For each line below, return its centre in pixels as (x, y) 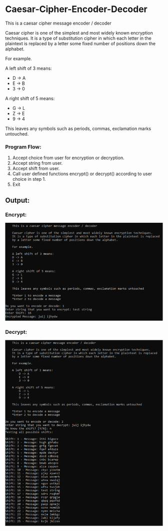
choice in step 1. (29, 179)
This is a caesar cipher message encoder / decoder (58, 23)
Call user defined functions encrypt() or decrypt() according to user (82, 174)
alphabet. (15, 49)
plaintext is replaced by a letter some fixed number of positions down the (80, 43)
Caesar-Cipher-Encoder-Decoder (76, 9)
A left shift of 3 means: (28, 68)
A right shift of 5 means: (30, 98)
